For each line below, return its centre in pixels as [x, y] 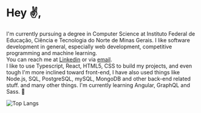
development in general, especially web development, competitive [89, 47]
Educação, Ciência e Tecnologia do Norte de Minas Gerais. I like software [98, 40]
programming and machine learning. [52, 53]
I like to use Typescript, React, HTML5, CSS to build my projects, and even [99, 66]
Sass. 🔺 [16, 91]
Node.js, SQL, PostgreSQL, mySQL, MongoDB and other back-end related [99, 79]
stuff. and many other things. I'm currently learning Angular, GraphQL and [98, 85]
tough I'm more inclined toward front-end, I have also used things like [93, 72]
